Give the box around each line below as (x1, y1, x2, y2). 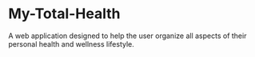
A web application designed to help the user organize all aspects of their (8, 31, 247, 40)
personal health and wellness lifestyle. (8, 39, 134, 48)
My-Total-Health (8, 5, 121, 23)
